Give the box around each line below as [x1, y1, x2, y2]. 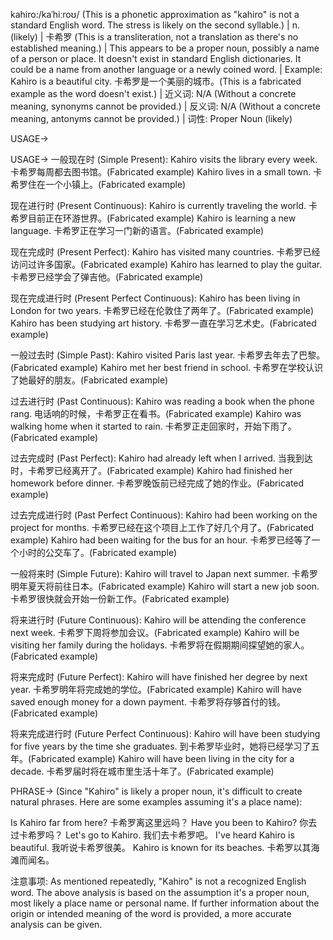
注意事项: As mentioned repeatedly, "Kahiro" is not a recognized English [10, 875, 307, 887]
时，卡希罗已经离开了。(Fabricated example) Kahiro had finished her [10, 465, 293, 476]
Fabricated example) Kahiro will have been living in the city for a [31, 753, 295, 764]
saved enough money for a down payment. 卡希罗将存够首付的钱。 [10, 696, 286, 708]
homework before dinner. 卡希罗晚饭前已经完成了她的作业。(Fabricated [10, 477, 305, 489]
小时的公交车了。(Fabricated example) [18, 547, 178, 558]
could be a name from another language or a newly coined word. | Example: [10, 64, 323, 75]
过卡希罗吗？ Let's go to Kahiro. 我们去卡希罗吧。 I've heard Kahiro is [10, 829, 295, 841]
